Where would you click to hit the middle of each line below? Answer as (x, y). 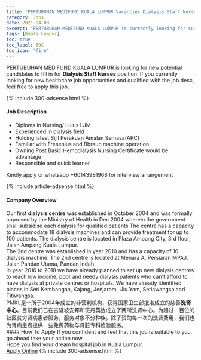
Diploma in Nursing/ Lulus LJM (53, 125)
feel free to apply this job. (38, 87)
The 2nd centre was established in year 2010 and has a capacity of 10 (92, 251)
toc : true (19, 39)
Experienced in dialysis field (50, 131)
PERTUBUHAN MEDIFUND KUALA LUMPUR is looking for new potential (94, 67)
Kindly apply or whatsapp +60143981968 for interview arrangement (90, 174)
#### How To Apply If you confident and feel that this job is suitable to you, (99, 332)
